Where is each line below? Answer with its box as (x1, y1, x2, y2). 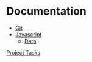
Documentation (6, 4, 87, 18)
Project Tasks (6, 49, 41, 56)
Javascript (15, 30, 42, 38)
